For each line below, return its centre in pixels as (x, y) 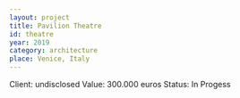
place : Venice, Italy (50, 59)
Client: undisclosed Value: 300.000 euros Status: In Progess (120, 84)
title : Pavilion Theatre (56, 26)
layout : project (39, 17)
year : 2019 (30, 42)
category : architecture (54, 51)
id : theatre (31, 34)
